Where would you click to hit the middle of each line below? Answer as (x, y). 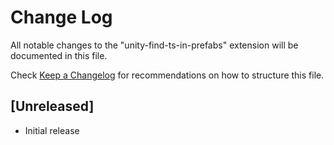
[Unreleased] (52, 106)
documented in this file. (59, 55)
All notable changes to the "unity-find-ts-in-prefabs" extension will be (154, 45)
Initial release (52, 130)
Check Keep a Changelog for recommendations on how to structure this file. (167, 75)
